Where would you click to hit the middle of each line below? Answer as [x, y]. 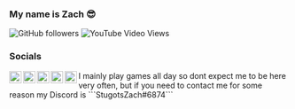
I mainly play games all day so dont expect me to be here [182, 75]
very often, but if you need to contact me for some [171, 85]
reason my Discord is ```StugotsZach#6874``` [91, 94]
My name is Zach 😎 [52, 14]
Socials [25, 57]
